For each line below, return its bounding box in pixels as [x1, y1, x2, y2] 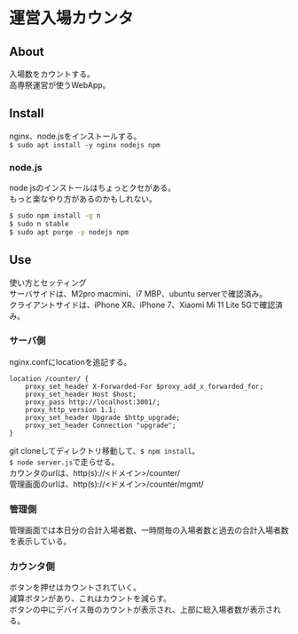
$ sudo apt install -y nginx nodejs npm [9, 140, 161, 149]
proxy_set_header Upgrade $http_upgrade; [25, 413, 180, 422]
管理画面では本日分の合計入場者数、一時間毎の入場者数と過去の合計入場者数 [9, 525, 289, 535]
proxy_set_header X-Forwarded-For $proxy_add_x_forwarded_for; [25, 382, 264, 391]
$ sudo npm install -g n [9, 211, 101, 220]
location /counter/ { [9, 374, 90, 383]
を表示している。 [9, 536, 72, 547]
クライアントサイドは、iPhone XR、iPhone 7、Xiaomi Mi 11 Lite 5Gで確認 [9, 299, 276, 310]
